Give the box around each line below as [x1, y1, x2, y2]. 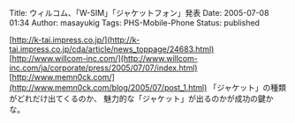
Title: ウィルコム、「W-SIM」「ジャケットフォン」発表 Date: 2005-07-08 [9, 8, 269, 18]
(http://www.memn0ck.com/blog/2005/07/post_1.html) [9, 83, 208, 92]
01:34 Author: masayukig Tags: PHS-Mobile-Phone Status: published [9, 18, 261, 28]
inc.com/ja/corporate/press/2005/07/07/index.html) [9, 62, 198, 73]
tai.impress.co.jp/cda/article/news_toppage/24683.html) [9, 44, 215, 54]
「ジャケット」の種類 [208, 83, 287, 92]
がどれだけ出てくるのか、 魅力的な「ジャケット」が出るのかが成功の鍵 [9, 93, 267, 104]
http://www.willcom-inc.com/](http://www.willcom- [11, 54, 199, 63]
